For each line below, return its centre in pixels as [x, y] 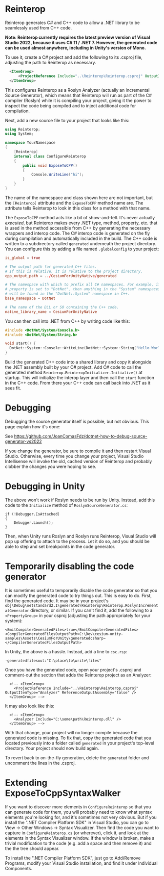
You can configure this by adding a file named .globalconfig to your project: [82, 249]
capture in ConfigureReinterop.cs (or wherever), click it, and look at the [77, 833]
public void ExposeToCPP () [50, 165]
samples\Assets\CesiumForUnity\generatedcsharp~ [55, 638]
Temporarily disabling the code [70, 566]
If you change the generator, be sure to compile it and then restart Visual [78, 451]
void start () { [20, 344]
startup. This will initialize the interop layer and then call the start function [80, 378]
